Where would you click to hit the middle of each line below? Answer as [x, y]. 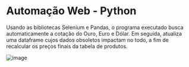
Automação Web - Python [71, 11]
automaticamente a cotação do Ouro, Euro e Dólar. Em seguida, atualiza [94, 33]
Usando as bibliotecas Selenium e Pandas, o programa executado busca [95, 27]
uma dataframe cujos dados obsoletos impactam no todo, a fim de [88, 40]
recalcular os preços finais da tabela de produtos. [67, 46]
